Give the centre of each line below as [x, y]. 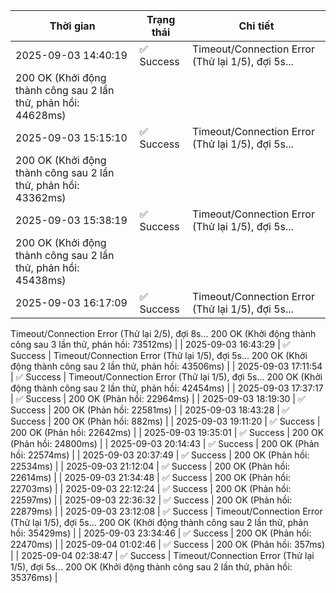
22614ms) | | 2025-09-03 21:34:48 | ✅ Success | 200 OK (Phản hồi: [150, 477]
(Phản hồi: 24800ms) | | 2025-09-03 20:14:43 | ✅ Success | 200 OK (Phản [165, 443]
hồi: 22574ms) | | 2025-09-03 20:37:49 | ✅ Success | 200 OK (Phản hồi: [160, 455]
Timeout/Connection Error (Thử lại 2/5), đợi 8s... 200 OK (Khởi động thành [163, 333]
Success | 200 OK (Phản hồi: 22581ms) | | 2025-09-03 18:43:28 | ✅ [150, 410]
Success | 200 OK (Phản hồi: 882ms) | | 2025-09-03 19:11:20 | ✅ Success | [165, 421]
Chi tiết [256, 26]
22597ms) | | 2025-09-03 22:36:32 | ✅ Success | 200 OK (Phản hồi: [151, 500]
